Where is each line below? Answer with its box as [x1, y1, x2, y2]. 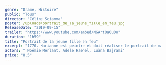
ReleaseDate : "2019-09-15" [5, 25, 61, 30]
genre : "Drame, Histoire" [5, 7, 58, 12]
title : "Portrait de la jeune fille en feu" [5, 39, 98, 44]
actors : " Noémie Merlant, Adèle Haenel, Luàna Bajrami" [5, 48, 125, 53]
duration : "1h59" [5, 35, 41, 40]
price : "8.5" [5, 52, 32, 58]
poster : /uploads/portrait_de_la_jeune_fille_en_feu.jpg [5, 21, 125, 26]
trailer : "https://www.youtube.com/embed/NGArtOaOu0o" [5, 30, 121, 35]
